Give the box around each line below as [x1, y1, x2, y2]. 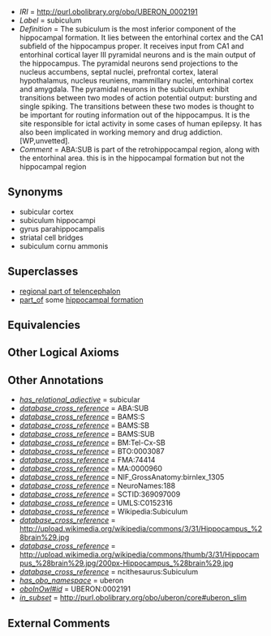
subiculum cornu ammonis [19, 241, 109, 250]
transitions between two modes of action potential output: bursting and [19, 93, 257, 102]
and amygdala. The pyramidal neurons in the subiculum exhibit [19, 84, 230, 94]
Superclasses [7, 265, 79, 279]
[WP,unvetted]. [19, 136, 71, 145]
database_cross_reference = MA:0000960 [19, 463, 163, 473]
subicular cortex [19, 207, 74, 216]
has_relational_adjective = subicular [19, 395, 140, 404]
